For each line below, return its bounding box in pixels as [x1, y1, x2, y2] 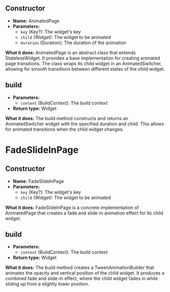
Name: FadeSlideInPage [12, 178, 64, 184]
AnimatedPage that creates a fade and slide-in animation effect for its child [5, 210, 163, 216]
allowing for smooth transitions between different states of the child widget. [5, 66, 165, 72]
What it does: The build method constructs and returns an [5, 115, 129, 121]
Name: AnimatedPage [12, 17, 60, 24]
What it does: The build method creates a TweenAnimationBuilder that [5, 264, 155, 271]
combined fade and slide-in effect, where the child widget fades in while [5, 276, 158, 282]
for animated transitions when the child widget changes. [5, 126, 124, 132]
